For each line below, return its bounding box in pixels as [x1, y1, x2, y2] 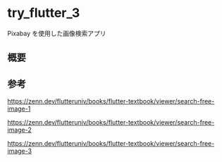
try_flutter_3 [7, 5, 80, 21]
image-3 [7, 147, 32, 156]
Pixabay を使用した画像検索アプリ [7, 29, 107, 37]
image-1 [7, 104, 31, 113]
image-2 [7, 125, 32, 135]
